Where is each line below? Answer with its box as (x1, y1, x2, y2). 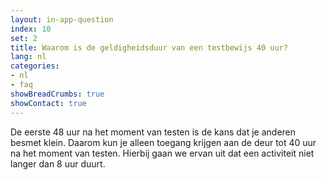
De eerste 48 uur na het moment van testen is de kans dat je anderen (10, 126, 297, 138)
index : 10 (10, 24, 52, 34)
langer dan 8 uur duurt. (10, 157, 106, 170)
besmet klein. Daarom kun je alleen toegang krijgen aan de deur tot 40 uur (10, 136, 317, 148)
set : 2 (10, 33, 38, 43)
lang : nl (10, 52, 47, 62)
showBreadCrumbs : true (10, 89, 105, 99)
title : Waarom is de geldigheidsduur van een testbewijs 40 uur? (10, 42, 288, 53)
